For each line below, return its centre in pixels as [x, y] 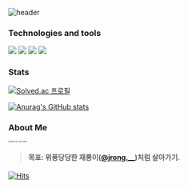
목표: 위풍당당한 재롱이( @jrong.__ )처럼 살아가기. [104, 158]
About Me [28, 127]
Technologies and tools [55, 33]
